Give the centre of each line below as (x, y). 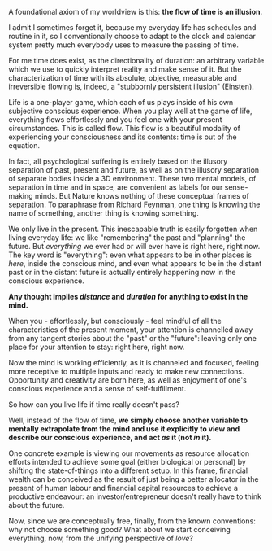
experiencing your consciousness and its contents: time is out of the (123, 137)
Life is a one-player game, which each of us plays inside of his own (121, 102)
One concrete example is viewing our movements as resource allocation (129, 453)
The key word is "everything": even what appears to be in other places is (130, 255)
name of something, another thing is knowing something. (104, 213)
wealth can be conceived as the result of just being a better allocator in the (134, 479)
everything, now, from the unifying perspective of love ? (101, 538)
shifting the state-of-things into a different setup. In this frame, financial (128, 470)
